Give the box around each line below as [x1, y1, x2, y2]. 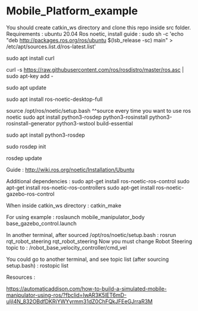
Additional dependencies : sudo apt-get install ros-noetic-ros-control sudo [6, 177, 190, 184]
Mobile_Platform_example [6, 4, 138, 18]
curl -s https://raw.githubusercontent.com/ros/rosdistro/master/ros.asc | [6, 66, 184, 73]
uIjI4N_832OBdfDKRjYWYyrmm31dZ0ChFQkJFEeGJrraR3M [6, 297, 153, 305]
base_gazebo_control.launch [6, 220, 77, 227]
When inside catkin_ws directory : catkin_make [6, 202, 122, 209]
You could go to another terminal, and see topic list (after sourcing [6, 255, 169, 263]
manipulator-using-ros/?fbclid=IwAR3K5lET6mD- [6, 291, 127, 298]
